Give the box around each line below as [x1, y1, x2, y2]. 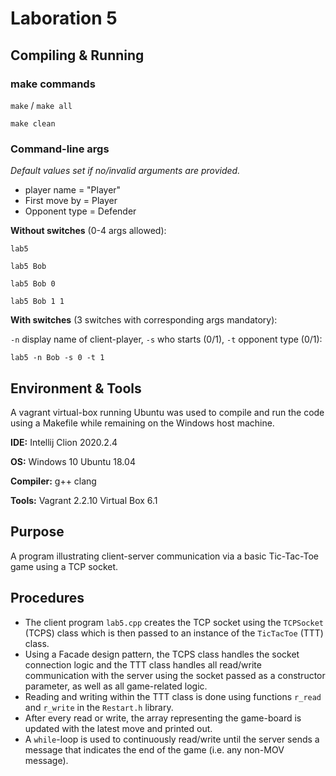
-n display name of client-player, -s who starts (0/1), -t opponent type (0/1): [10, 333, 323, 346]
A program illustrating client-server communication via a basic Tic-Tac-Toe [10, 550, 319, 562]
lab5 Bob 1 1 [10, 297, 65, 307]
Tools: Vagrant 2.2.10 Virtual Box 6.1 [10, 494, 158, 506]
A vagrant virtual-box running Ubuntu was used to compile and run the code [10, 406, 325, 418]
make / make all [10, 99, 73, 111]
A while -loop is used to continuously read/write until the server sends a [24, 733, 320, 745]
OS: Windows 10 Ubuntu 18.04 [10, 455, 136, 467]
